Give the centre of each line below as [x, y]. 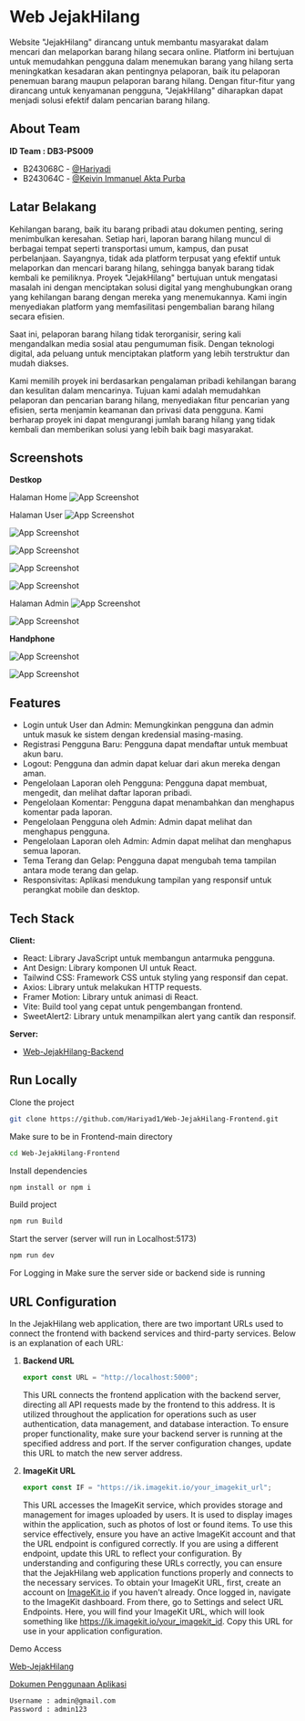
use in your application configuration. [92, 1631]
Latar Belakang [53, 207]
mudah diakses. [39, 363]
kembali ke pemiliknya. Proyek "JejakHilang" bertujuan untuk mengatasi [143, 277]
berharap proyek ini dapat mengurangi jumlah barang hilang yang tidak [142, 419]
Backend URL [48, 1361]
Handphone [32, 639]
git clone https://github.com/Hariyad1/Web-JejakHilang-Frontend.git [144, 1119]
